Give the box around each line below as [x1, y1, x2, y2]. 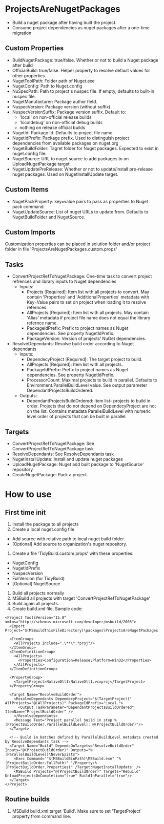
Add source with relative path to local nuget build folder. [12, 536, 125, 542]
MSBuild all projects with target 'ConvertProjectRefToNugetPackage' [12, 595, 150, 601]
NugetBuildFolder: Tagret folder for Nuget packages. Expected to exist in [12, 145, 159, 151]
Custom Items [5, 186, 49, 194]
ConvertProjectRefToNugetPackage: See [12, 441, 94, 446]
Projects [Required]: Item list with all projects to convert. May [26, 289, 150, 295]
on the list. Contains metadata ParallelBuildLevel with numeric [26, 408, 151, 414]
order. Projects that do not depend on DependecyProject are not [26, 403, 156, 409]
